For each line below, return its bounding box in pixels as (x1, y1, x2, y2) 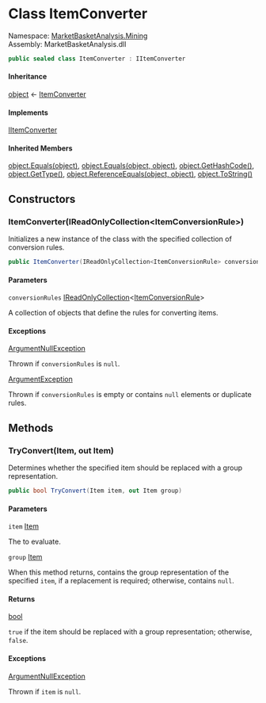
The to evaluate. (8, 537, 61, 547)
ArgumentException (8, 374, 73, 384)
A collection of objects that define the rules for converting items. (8, 308, 219, 318)
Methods (8, 421, 54, 434)
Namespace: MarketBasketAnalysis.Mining (8, 31, 148, 40)
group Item (8, 552, 43, 562)
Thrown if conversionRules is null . (8, 359, 120, 369)
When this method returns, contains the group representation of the (8, 567, 230, 577)
